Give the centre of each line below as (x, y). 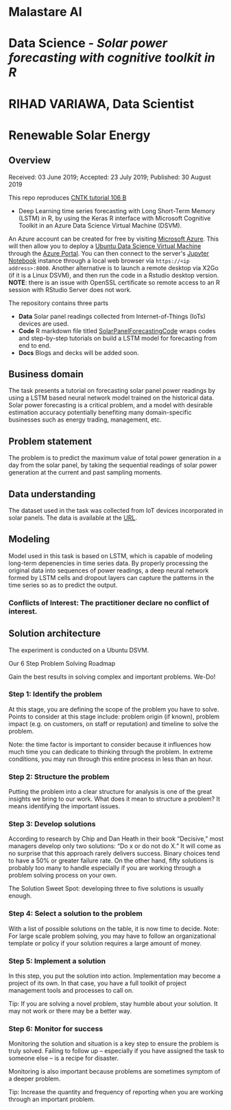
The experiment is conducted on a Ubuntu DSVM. (79, 650)
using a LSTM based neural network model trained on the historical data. (111, 398)
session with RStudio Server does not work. (70, 289)
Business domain (46, 374)
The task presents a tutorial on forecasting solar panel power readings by (112, 391)
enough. (20, 896)
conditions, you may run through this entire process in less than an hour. (110, 759)
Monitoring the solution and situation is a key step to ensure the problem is (114, 1043)
